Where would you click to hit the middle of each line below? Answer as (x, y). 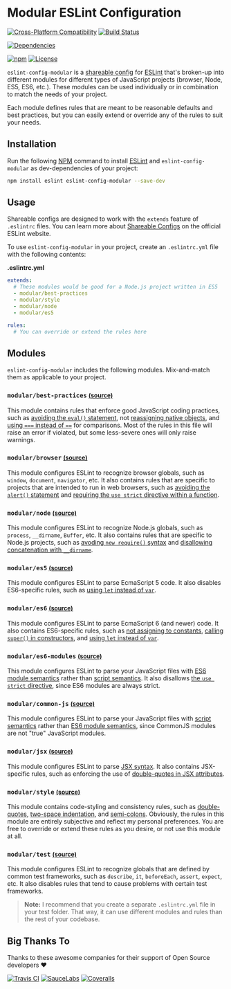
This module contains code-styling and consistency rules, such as (101, 806)
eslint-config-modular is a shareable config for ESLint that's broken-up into (116, 72)
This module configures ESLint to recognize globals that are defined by (108, 869)
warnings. (21, 439)
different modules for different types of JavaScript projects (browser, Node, (115, 79)
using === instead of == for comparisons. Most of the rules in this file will (110, 425)
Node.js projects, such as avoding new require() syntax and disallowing (110, 543)
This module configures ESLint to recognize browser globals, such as (106, 473)
